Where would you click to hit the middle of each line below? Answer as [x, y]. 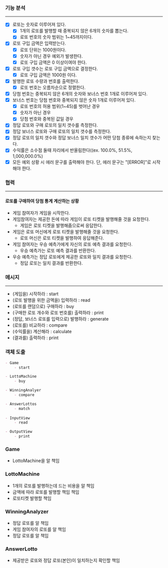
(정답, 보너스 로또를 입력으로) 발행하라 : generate [60, 319]
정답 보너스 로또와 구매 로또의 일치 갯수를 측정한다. [62, 131]
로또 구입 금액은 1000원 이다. [48, 75]
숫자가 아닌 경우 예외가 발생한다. [51, 56]
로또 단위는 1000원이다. [43, 50]
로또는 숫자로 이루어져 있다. [39, 25]
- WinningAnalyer [23, 390]
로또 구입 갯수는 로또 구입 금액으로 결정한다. [55, 68]
